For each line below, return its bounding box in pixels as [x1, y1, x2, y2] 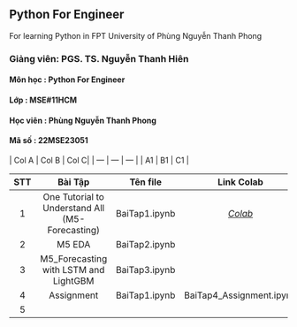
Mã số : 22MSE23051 [9, 135, 88, 146]
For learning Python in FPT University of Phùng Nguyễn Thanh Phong [9, 30, 263, 41]
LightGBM [52, 274, 95, 286]
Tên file [129, 176, 162, 188]
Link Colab [217, 176, 263, 188]
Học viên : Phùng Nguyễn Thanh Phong [9, 115, 157, 125]
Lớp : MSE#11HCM [9, 95, 78, 105]
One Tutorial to [42, 190, 104, 202]
